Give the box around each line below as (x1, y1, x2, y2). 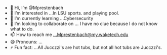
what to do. (10, 26, 34, 32)
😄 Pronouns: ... (10, 39, 43, 44)
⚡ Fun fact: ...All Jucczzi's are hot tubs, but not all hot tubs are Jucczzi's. (10, 44, 162, 50)
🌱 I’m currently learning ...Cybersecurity (10, 15, 94, 21)
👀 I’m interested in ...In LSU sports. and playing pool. (10, 10, 119, 16)
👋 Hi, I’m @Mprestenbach (10, 5, 64, 10)
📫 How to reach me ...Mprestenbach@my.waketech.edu (10, 31, 129, 37)
